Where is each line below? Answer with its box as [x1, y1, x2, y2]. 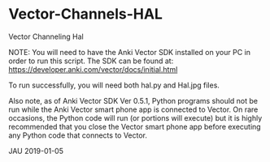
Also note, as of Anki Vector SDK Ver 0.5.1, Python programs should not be [8, 96, 259, 105]
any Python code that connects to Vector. [8, 130, 148, 140]
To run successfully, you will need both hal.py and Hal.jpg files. [8, 80, 220, 90]
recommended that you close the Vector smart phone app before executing [8, 122, 262, 131]
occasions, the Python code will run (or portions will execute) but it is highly [8, 113, 263, 122]
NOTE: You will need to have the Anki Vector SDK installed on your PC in [8, 47, 250, 57]
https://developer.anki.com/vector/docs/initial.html [8, 64, 178, 74]
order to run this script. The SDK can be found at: [8, 56, 174, 66]
